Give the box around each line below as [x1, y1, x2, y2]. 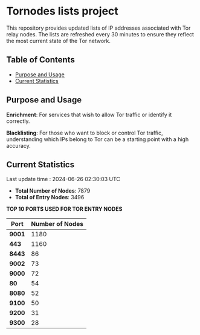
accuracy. [6, 142, 31, 149]
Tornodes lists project [6, 4, 119, 18]
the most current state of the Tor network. [6, 37, 111, 44]
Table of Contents [6, 55, 76, 65]
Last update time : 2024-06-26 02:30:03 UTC [6, 176, 121, 183]
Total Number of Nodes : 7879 [15, 187, 91, 194]
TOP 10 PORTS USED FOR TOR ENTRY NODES [6, 205, 123, 213]
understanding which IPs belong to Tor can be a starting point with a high [6, 135, 189, 143]
